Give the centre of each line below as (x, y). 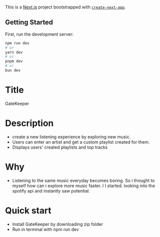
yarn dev (14, 52)
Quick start (28, 210)
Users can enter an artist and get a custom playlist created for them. (81, 142)
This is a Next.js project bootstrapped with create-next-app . (66, 7)
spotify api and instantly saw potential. (51, 191)
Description (29, 123)
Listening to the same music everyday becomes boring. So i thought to (83, 180)
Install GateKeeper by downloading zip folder (57, 224)
